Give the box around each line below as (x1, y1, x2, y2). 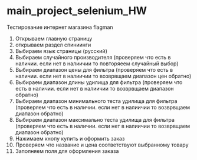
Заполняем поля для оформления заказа (15, 147, 119, 154)
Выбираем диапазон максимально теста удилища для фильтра (15, 116, 175, 123)
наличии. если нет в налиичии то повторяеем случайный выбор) (15, 60, 179, 67)
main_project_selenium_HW (6, 4, 147, 18)
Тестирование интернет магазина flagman (6, 24, 114, 31)
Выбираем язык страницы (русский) (15, 47, 108, 54)
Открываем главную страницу (15, 35, 93, 42)
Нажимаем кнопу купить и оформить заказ (15, 135, 125, 142)
